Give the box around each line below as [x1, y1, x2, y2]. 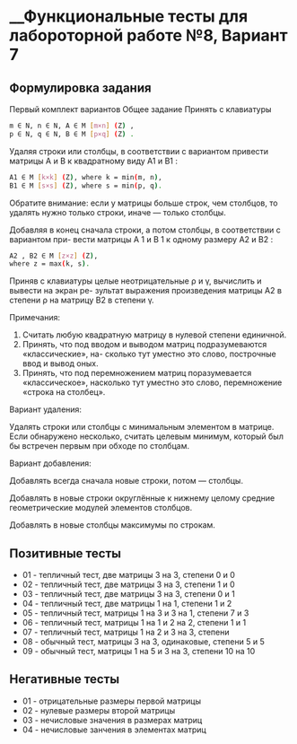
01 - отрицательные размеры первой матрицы [22, 696, 202, 706]
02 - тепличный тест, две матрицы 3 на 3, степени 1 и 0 [22, 579, 235, 590]
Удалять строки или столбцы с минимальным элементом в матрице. [9, 422, 275, 433]
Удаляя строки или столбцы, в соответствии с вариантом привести [9, 145, 269, 156]
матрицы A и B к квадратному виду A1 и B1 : [9, 155, 178, 166]
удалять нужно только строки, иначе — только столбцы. [9, 206, 226, 217]
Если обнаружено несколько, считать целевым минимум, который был [9, 431, 284, 442]
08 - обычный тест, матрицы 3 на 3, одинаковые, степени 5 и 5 [22, 636, 265, 647]
